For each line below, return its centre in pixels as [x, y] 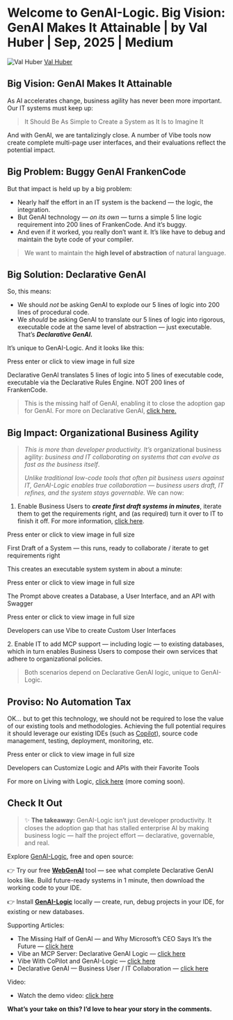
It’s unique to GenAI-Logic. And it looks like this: [76, 348]
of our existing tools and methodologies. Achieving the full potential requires [116, 726]
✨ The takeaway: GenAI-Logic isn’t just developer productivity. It [118, 820]
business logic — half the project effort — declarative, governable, [119, 835]
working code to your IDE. [45, 887]
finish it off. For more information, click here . [81, 521]
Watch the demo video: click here [65, 995]
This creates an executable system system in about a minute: [95, 569]
